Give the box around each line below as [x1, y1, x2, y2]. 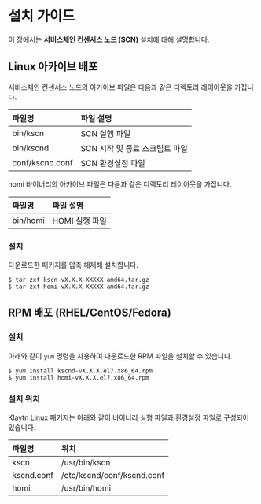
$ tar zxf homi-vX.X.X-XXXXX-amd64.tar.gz [8, 283, 149, 291]
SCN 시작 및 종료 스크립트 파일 [80, 143, 188, 154]
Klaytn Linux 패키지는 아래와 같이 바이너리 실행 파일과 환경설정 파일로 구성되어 [8, 413, 249, 422]
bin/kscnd [12, 143, 50, 154]
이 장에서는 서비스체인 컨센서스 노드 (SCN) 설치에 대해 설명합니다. [8, 35, 210, 44]
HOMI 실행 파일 [52, 215, 108, 226]
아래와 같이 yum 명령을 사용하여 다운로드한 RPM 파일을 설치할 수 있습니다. [8, 351, 233, 361]
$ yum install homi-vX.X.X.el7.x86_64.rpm [8, 373, 149, 382]
